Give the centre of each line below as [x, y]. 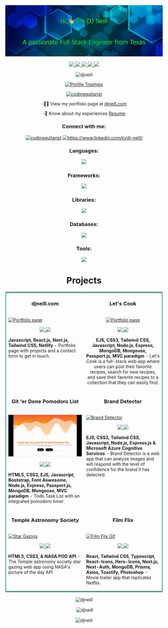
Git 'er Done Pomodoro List [45, 401]
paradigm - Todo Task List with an [44, 496]
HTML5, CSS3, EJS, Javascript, [41, 474]
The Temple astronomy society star [45, 561]
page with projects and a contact [42, 350]
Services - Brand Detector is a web [123, 453]
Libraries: [84, 199]
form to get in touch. [29, 356]
